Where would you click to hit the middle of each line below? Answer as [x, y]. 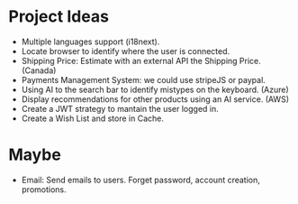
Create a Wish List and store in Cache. [92, 118]
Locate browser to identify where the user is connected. [126, 51]
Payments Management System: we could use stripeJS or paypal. [144, 79]
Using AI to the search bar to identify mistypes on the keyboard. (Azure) [155, 89]
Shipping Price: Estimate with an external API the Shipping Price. [141, 60]
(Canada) [39, 70]
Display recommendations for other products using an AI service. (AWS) [155, 99]
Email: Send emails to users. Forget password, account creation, [140, 180]
